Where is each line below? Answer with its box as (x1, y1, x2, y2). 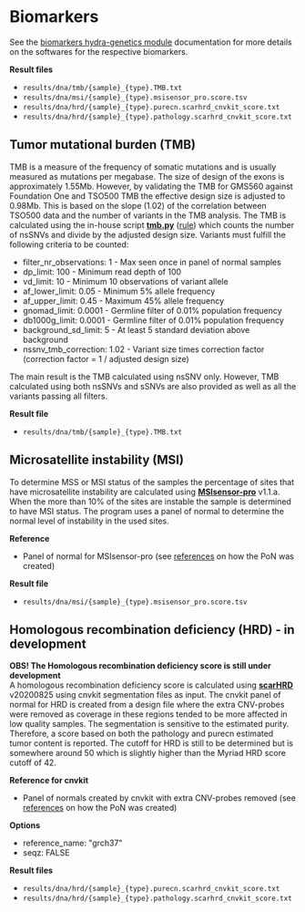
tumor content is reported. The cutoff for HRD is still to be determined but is (9, 738, 294, 749)
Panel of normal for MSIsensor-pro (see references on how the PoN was (22, 550, 294, 562)
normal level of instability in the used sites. (9, 515, 170, 526)
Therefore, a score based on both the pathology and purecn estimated (9, 728, 274, 740)
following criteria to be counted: (9, 239, 129, 250)
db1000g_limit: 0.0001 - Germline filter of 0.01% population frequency (22, 315, 285, 326)
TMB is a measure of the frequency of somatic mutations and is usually (9, 161, 277, 172)
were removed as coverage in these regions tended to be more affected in (9, 709, 289, 720)
